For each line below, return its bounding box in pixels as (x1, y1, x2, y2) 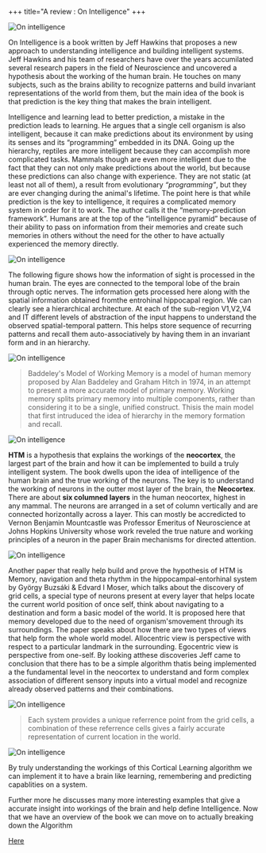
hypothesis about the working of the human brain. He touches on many (8, 72, 241, 80)
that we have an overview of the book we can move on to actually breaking (8, 812, 254, 821)
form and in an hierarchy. (8, 338, 91, 347)
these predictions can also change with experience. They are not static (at (8, 171, 252, 181)
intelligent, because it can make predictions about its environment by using (8, 129, 254, 139)
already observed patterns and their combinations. (8, 684, 175, 694)
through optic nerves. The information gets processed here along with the (8, 287, 250, 296)
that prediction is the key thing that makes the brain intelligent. (8, 97, 212, 106)
